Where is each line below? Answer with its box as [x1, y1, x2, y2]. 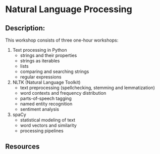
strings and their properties [20, 52, 77, 58]
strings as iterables [20, 58, 60, 64]
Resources [5, 142, 40, 151]
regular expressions [20, 74, 62, 80]
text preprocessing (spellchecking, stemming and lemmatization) [20, 85, 155, 91]
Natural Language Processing [5, 4, 132, 15]
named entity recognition [20, 101, 73, 107]
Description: [5, 24, 45, 32]
